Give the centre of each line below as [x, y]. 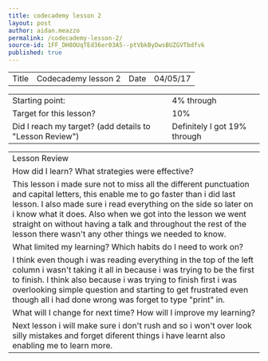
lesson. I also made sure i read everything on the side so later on [133, 204]
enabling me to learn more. [63, 345]
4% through [194, 100]
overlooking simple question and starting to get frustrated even [130, 290]
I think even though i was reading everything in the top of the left [133, 260]
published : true [35, 53]
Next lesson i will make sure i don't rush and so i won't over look [132, 326]
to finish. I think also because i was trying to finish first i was [125, 280]
